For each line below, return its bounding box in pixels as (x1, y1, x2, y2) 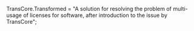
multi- (173, 5, 188, 12)
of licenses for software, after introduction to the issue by (23, 12, 168, 19)
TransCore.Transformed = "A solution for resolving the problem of (6, 5, 172, 12)
